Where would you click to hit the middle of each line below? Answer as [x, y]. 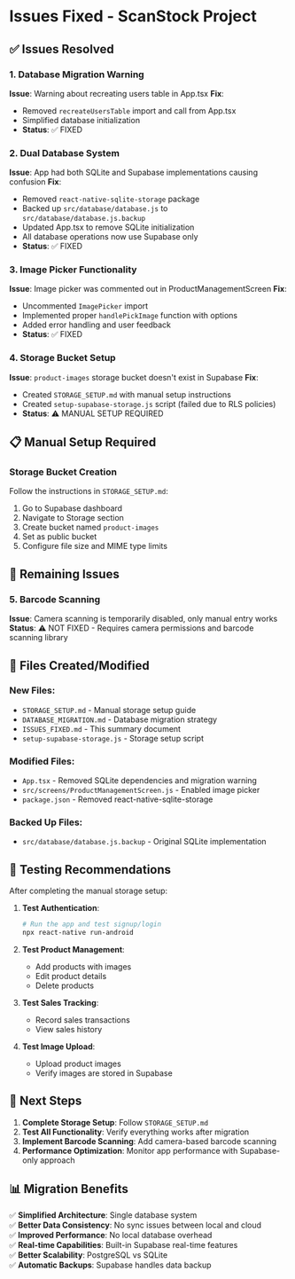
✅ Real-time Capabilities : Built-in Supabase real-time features [124, 1244]
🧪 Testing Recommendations [90, 870]
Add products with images [83, 966]
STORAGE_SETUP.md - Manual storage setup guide [109, 710]
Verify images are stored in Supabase [104, 1073]
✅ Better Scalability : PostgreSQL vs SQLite [89, 1255]
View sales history [69, 1029]
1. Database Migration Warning [77, 75]
